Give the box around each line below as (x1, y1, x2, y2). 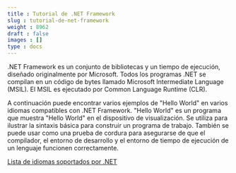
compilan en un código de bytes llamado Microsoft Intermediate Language (7, 78, 224, 85)
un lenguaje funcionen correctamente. (7, 144, 119, 152)
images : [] (7, 37, 42, 44)
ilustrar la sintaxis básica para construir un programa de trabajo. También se (7, 121, 230, 129)
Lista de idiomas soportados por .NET (7, 157, 118, 166)
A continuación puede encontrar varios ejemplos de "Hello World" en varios (7, 99, 228, 107)
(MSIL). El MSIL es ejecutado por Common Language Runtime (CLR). (7, 85, 208, 93)
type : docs (7, 43, 42, 50)
